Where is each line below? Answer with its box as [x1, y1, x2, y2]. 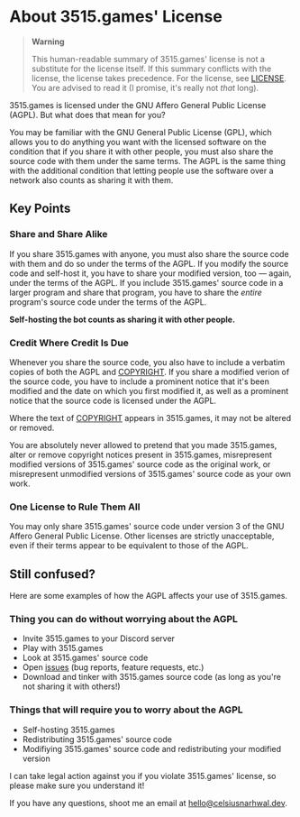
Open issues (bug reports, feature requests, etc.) [22, 662, 205, 673]
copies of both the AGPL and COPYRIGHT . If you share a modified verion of [9, 366, 290, 377]
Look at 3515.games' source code [22, 652, 149, 664]
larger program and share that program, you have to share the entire [9, 287, 263, 298]
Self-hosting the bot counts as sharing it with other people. [9, 314, 236, 325]
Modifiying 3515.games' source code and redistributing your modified [22, 743, 282, 754]
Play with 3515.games [22, 643, 104, 654]
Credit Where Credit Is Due [9, 336, 129, 349]
